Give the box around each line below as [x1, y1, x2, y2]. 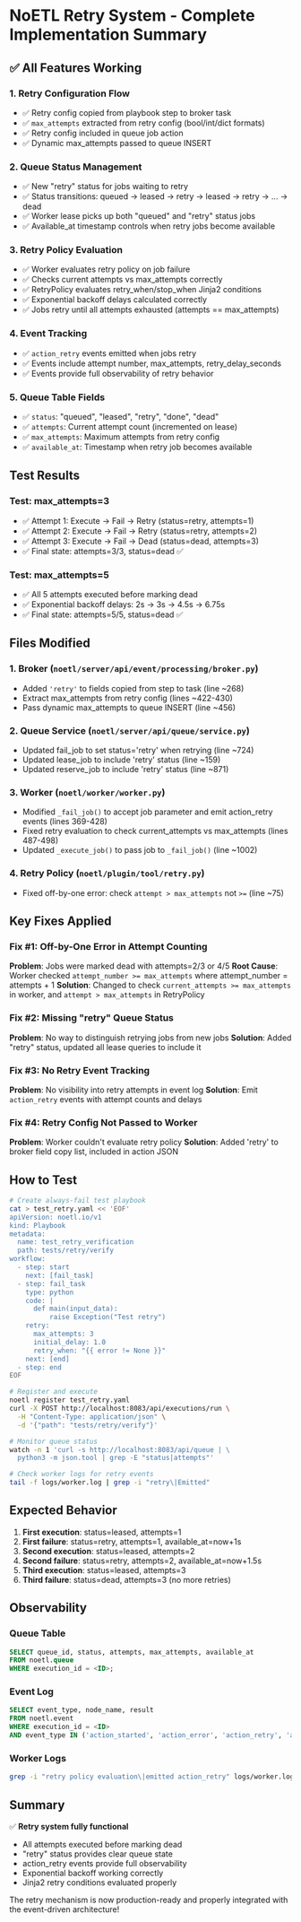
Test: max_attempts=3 [9, 495, 110, 508]
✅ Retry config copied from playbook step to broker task [21, 107, 232, 117]
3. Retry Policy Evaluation [9, 244, 124, 257]
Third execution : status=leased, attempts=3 [21, 1564, 186, 1575]
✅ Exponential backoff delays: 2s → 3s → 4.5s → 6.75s [21, 599, 226, 610]
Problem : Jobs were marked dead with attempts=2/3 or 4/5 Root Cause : [9, 961, 279, 971]
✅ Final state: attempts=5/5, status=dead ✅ [21, 609, 184, 620]
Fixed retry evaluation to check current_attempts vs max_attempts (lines [21, 826, 288, 837]
